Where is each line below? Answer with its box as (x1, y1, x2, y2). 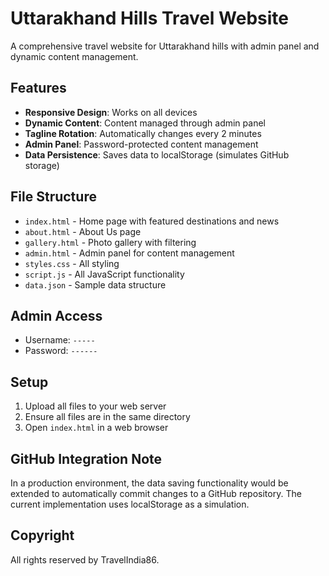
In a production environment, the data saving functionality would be (10, 477, 289, 489)
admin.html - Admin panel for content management (24, 247, 235, 259)
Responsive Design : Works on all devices (24, 106, 198, 118)
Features (10, 80, 67, 97)
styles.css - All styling (24, 257, 120, 269)
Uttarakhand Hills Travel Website (10, 7, 290, 30)
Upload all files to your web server (24, 400, 167, 412)
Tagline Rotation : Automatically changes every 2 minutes (24, 127, 262, 139)
